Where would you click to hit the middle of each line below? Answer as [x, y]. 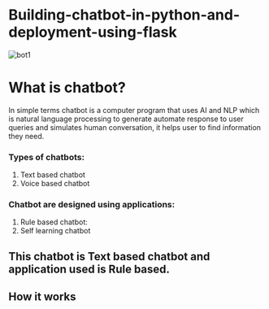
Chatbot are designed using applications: [92, 205]
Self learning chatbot [55, 231]
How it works [42, 297]
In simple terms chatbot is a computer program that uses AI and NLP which [134, 110]
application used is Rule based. [89, 269]
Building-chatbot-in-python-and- [124, 15]
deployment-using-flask [93, 32]
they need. [26, 136]
